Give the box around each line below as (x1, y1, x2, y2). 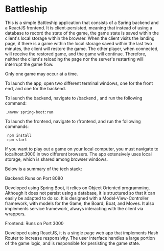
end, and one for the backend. (5, 85, 66, 91)
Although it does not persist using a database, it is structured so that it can (5, 190, 156, 196)
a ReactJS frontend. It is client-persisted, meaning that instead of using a (5, 25, 153, 30)
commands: (5, 124, 29, 129)
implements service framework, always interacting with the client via (5, 205, 143, 211)
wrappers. (5, 211, 26, 217)
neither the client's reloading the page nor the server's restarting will (5, 56, 143, 62)
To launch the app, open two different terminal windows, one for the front (5, 80, 153, 86)
